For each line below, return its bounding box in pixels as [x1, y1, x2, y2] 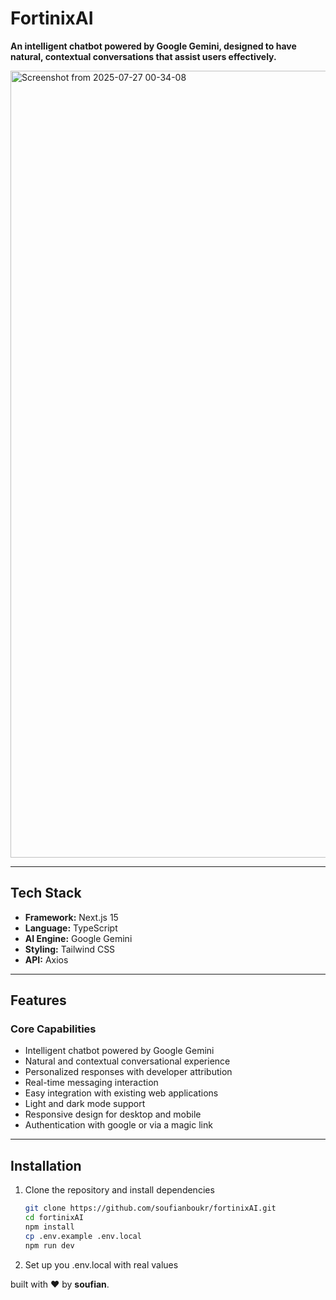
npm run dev [24, 1240, 75, 1251]
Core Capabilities [10, 1022, 97, 1036]
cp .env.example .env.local [24, 1231, 142, 1241]
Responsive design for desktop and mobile [24, 1108, 202, 1121]
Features [10, 992, 67, 1009]
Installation [10, 1157, 82, 1174]
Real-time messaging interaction [24, 1077, 159, 1089]
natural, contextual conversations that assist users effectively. [10, 50, 277, 62]
